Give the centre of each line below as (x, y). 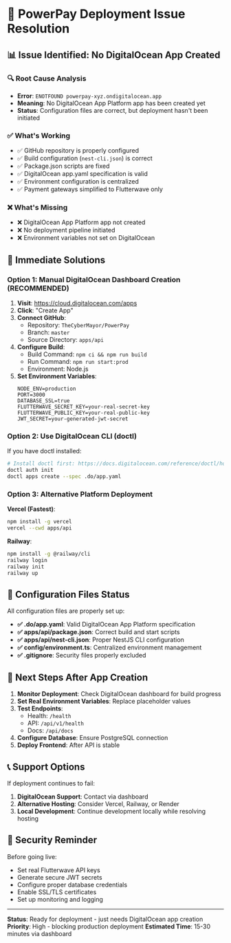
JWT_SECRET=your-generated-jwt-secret (73, 419)
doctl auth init (30, 470)
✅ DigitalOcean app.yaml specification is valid (82, 174)
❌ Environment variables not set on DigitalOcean (86, 238)
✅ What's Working (39, 136)
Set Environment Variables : (57, 376)
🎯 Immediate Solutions (56, 260)
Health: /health (49, 716)
